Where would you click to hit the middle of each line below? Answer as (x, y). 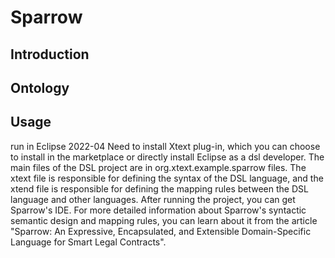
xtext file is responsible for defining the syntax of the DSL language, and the (167, 178)
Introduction (50, 54)
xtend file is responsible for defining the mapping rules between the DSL (159, 188)
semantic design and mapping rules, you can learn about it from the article (164, 220)
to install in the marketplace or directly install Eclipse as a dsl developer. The (167, 157)
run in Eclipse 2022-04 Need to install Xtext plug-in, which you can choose (165, 146)
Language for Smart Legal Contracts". (88, 242)
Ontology (40, 87)
